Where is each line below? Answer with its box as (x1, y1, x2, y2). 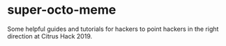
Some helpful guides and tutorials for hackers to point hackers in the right (7, 25, 219, 33)
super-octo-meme (7, 2, 116, 18)
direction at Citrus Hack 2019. (7, 32, 93, 40)
